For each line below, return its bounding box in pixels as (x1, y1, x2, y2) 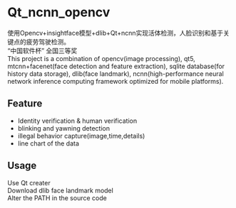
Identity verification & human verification (17, 116, 138, 125)
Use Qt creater (7, 178, 51, 187)
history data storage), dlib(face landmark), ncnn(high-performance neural (7, 69, 225, 78)
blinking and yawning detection (17, 124, 111, 132)
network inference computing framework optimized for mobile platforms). (7, 77, 224, 85)
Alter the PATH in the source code (7, 193, 107, 202)
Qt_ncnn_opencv (7, 4, 111, 21)
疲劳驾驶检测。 (26, 37, 70, 46)
